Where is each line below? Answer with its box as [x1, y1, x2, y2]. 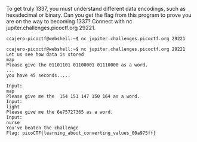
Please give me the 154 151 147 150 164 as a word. [6, 93, 140, 99]
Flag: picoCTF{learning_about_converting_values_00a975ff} [6, 130, 156, 136]
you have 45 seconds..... [6, 72, 70, 78]
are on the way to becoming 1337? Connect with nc [6, 18, 133, 25]
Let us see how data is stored [6, 52, 84, 58]
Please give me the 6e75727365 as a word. [6, 109, 113, 115]
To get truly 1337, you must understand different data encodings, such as [6, 5, 186, 12]
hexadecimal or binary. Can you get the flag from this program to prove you [6, 11, 192, 19]
